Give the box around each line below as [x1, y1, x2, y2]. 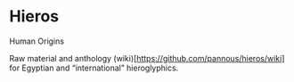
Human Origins [9, 36, 65, 46]
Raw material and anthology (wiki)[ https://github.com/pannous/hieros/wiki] [9, 53, 285, 63]
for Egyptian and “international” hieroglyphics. [9, 62, 179, 73]
